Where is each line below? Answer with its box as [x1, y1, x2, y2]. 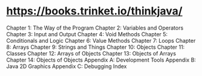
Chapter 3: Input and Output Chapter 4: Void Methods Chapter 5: [6, 30, 168, 37]
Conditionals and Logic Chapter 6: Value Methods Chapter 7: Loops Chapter [6, 37, 196, 44]
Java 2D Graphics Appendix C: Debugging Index [6, 62, 127, 70]
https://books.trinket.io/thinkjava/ [6, 4, 183, 18]
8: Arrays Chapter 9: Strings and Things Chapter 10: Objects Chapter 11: [6, 43, 185, 51]
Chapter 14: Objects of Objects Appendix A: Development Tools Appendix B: [6, 56, 197, 63]
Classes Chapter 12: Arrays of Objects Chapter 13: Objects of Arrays [6, 49, 177, 57]
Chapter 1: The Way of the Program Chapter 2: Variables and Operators [6, 24, 184, 31]
